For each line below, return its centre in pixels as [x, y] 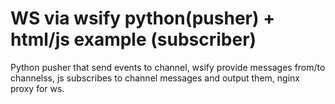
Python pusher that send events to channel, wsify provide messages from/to [168, 67]
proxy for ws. [37, 88]
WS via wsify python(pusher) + [143, 18]
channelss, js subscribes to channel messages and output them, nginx [155, 78]
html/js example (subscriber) [133, 39]
